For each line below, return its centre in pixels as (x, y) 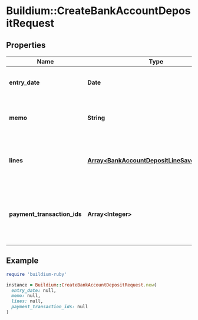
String (96, 118)
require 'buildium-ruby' (37, 274)
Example (22, 261)
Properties (26, 45)
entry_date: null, (34, 290)
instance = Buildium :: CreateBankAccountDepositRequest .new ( (82, 285)
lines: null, (27, 301)
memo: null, (26, 296)
